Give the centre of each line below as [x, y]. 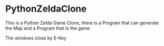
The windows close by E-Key [36, 38]
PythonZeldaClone [46, 9]
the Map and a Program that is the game [48, 28]
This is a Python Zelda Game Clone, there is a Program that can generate [82, 23]
